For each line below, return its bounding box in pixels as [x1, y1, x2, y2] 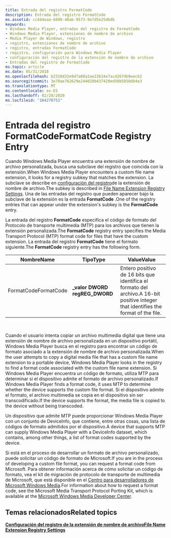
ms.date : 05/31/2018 [5, 69, 49, 75]
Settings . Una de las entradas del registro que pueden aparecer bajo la [5, 191, 154, 197]
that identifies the [120, 303, 162, 310]
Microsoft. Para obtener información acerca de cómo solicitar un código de [5, 466, 163, 472]
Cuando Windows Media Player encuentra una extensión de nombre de [5, 158, 155, 164]
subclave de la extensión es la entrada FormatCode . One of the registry [5, 196, 156, 202]
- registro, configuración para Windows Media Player [5, 50, 122, 55]
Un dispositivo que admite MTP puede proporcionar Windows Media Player [5, 413, 163, 419]
